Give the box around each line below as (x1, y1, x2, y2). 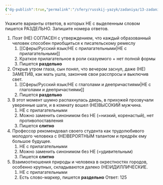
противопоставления (19, 118, 64, 123)
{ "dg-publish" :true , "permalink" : (5, 7, 73, 12)
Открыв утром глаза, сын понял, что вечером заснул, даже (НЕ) (12, 66, 146, 72)
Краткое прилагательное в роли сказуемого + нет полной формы (19, 55, 156, 61)
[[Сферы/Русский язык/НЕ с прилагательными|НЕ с (19, 45, 127, 51)
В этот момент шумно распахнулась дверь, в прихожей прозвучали (12, 97, 154, 102)
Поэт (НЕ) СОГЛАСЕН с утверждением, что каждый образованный (12, 35, 151, 41)
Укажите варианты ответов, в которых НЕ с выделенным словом (5, 20, 140, 26)
